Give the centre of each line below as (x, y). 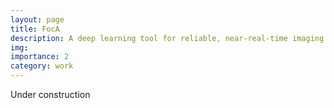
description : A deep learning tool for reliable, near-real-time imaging (167, 38)
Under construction (50, 94)
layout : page (37, 19)
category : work (42, 66)
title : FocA (35, 29)
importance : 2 (40, 57)
